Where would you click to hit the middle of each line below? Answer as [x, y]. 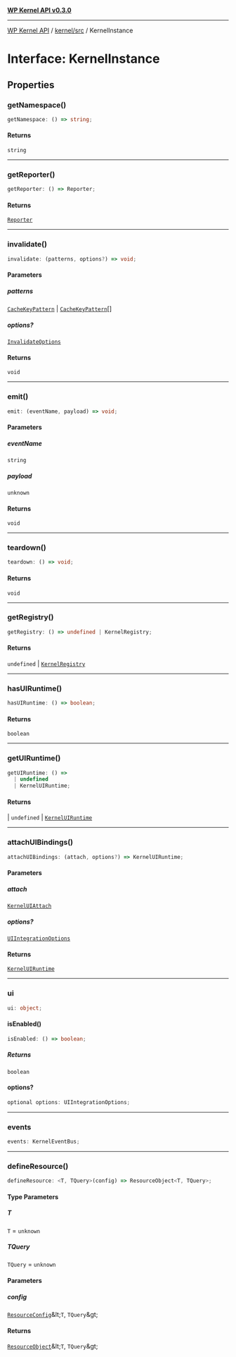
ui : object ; [25, 1008]
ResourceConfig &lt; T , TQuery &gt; [53, 1315]
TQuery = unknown [32, 1265]
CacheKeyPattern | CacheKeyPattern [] [60, 309]
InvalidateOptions [34, 342]
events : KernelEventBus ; [44, 1141]
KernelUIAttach [29, 906]
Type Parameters [33, 1196]
